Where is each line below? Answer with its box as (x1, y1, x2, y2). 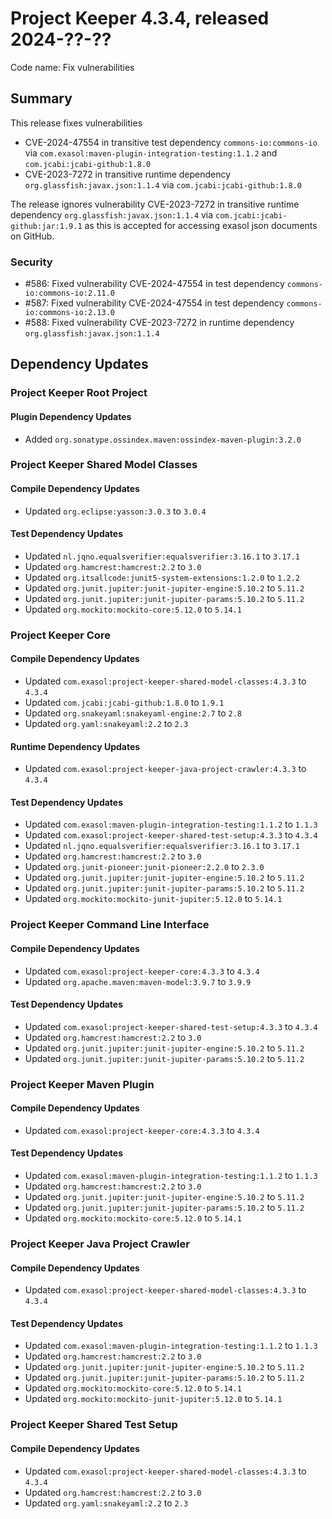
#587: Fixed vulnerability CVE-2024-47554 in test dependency (24, 297, 285, 309)
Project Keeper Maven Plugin (10, 1077, 155, 1091)
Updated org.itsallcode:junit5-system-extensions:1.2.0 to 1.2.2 (24, 571, 301, 583)
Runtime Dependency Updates (10, 740, 141, 752)
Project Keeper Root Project (10, 386, 148, 400)
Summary (10, 90, 73, 107)
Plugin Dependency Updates (10, 410, 132, 422)
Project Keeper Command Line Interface (10, 918, 210, 932)
